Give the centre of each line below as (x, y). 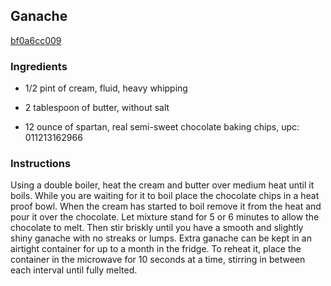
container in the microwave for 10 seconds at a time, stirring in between (158, 260)
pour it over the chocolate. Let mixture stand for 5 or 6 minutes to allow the (165, 217)
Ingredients (39, 66)
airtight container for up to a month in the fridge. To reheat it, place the (156, 249)
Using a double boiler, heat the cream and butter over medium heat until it (162, 185)
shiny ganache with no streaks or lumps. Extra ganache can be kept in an (161, 238)
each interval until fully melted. (74, 270)
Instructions (41, 164)
